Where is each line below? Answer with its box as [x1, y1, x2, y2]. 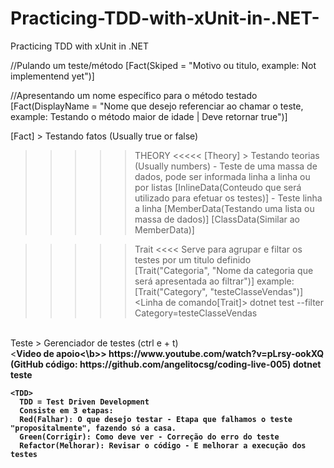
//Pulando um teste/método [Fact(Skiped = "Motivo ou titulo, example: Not [10, 59, 317, 71]
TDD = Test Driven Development [19, 397, 150, 407]
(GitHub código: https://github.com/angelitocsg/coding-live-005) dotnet [10, 358, 322, 370]
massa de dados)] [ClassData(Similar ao [134, 213, 301, 225]
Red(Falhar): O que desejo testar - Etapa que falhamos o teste [19, 414, 293, 424]
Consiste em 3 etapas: [19, 405, 114, 416]
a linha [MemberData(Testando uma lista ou [134, 202, 315, 214]
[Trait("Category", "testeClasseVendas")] [134, 285, 304, 297]
